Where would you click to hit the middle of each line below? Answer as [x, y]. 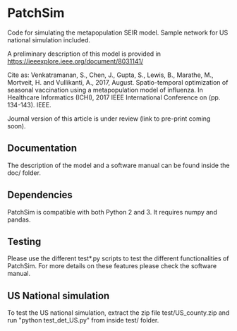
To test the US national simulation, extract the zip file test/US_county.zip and [119, 313]
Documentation [42, 149]
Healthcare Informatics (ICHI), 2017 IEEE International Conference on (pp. [114, 97]
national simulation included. [49, 40]
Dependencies [40, 195]
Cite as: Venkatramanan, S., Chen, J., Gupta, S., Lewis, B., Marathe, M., [110, 75]
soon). [17, 126]
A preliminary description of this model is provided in [84, 54]
